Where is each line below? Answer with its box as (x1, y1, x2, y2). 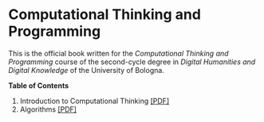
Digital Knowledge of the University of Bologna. (8, 65, 165, 74)
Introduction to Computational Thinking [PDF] (19, 96, 170, 105)
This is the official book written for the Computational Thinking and (8, 48, 229, 58)
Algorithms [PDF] (19, 105, 77, 114)
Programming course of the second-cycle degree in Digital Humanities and (8, 57, 256, 67)
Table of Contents (8, 81, 69, 90)
